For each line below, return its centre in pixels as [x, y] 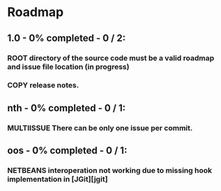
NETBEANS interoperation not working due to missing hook [110, 171]
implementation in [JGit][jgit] [58, 179]
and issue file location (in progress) [68, 66]
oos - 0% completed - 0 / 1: [67, 151]
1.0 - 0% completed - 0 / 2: [67, 38]
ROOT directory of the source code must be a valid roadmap [111, 58]
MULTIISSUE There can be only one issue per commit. [100, 128]
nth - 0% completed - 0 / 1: [67, 108]
